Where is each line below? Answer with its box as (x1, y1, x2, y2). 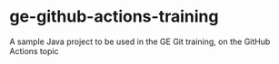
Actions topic (9, 45, 59, 56)
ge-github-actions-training (9, 6, 219, 27)
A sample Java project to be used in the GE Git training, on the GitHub (9, 36, 271, 47)
